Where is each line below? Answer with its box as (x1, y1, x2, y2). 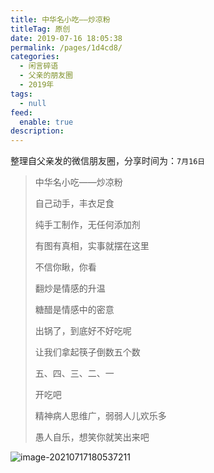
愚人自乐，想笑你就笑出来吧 (34, 431, 150, 443)
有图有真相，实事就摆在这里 (34, 240, 150, 252)
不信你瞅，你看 (34, 261, 97, 273)
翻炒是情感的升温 (34, 282, 106, 295)
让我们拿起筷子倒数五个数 (34, 346, 141, 358)
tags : (10, 89, 33, 99)
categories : (10, 52, 60, 62)
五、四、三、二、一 (34, 367, 115, 380)
